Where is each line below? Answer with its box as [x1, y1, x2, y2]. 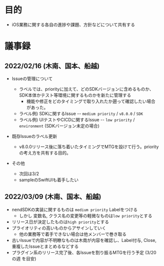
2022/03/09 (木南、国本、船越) [4, 192, 102, 201]
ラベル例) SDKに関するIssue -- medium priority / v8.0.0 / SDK [19, 110, 143, 116]
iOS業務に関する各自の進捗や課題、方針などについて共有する [11, 22, 136, 27]
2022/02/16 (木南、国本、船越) [4, 62, 100, 70]
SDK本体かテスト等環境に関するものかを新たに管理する [19, 92, 132, 98]
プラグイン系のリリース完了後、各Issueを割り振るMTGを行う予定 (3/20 [11, 249, 157, 255]
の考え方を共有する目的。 [19, 150, 71, 156]
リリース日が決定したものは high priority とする [11, 219, 109, 225]
